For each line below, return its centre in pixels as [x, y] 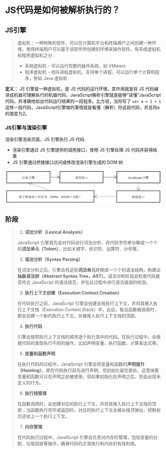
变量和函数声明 [40, 353]
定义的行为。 [30, 383]
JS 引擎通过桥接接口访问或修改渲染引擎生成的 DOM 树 [68, 162]
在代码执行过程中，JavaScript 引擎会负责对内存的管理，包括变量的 [85, 437]
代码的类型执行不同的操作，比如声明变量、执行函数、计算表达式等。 [91, 343]
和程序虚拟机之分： [37, 55]
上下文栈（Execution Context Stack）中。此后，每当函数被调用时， [90, 309]
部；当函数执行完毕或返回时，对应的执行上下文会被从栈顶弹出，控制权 [89, 410]
